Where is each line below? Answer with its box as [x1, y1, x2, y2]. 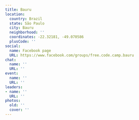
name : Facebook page [9, 48, 51, 53]
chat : [5, 57, 16, 62]
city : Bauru [9, 25, 34, 30]
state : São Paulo [9, 21, 45, 26]
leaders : [5, 84, 23, 90]
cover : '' [9, 107, 29, 113]
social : [5, 44, 21, 48]
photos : [5, 98, 21, 103]
